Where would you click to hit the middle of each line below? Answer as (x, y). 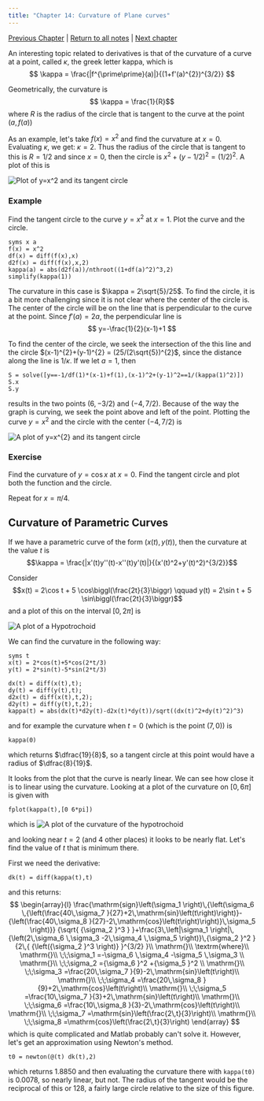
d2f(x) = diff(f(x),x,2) (49, 262)
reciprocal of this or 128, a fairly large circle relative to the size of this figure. (131, 1088)
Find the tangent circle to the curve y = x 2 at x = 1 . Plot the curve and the (126, 219)
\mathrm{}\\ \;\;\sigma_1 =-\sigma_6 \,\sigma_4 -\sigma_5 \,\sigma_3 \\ (132, 954)
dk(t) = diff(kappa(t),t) (50, 877)
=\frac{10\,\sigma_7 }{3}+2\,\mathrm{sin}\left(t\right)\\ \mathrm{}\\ (132, 996)
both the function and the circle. (60, 482)
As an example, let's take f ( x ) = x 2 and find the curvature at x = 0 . (115, 138)
